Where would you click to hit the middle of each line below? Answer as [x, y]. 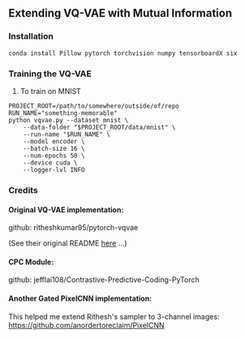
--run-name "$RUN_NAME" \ [67, 134]
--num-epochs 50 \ [54, 156]
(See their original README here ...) [68, 243]
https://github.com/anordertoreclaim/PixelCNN [86, 325]
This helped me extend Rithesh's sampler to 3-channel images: [114, 316]
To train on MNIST [50, 91]
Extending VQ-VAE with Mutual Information [120, 13]
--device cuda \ [51, 163]
